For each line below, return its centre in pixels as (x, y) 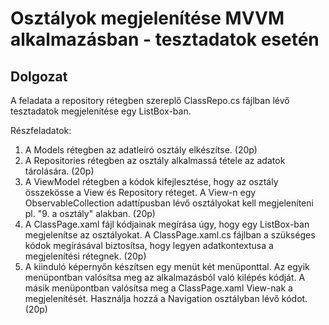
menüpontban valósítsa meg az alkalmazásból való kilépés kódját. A (165, 277)
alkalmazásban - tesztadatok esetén (165, 39)
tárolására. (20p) (59, 171)
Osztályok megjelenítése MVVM (147, 18)
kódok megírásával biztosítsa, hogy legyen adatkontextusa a (149, 245)
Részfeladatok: (41, 130)
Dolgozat (39, 76)
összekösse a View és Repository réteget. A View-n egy (140, 192)
